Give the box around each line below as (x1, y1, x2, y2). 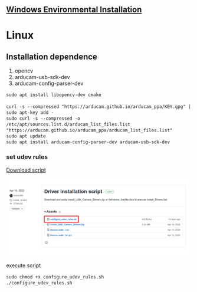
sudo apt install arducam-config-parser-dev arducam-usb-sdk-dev (6, 139, 170, 145)
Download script (6, 166, 46, 173)
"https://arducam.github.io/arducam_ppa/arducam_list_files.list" (6, 127, 173, 133)
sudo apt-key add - (6, 110, 54, 116)
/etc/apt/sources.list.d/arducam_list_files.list (6, 122, 131, 127)
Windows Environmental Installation (6, 5, 142, 15)
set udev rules (6, 153, 48, 161)
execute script (6, 262, 41, 269)
